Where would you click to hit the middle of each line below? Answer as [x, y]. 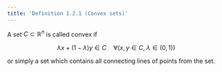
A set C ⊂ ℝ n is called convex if [53, 34]
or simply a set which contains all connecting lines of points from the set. [111, 61]
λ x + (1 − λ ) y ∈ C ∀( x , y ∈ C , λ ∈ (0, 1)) [116, 48]
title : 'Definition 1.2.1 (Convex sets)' [68, 13]
